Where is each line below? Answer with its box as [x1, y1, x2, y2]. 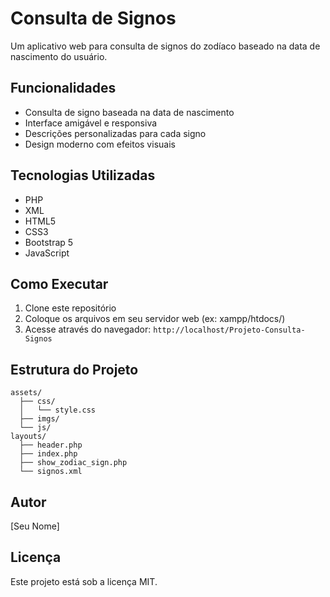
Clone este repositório [24, 302, 117, 314]
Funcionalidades [10, 80, 117, 97]
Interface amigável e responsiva [24, 117, 158, 129]
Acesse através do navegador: [24, 323, 152, 336]
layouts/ [10, 432, 47, 442]
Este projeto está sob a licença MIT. [10, 575, 158, 587]
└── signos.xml [19, 467, 83, 477]
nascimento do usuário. [10, 50, 108, 62]
